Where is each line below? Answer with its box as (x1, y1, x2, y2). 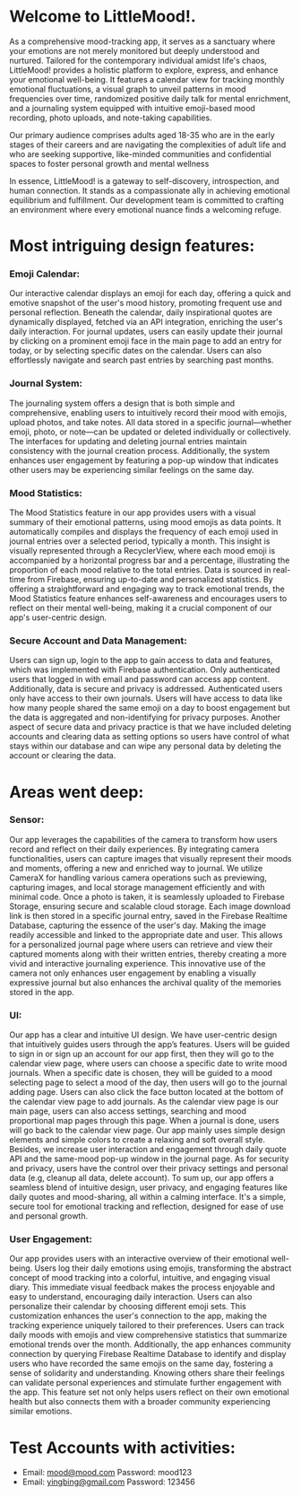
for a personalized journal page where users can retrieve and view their (9, 939, 273, 949)
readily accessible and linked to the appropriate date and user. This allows (9, 929, 283, 940)
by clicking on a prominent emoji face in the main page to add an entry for (9, 336, 282, 346)
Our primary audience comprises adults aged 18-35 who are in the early (9, 129, 275, 140)
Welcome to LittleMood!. (9, 6, 197, 27)
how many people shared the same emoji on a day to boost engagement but (9, 703, 291, 713)
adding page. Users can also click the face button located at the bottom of (9, 1087, 284, 1098)
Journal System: (9, 377, 83, 389)
